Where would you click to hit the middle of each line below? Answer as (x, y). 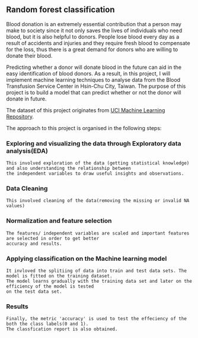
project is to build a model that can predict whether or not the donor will (94, 92)
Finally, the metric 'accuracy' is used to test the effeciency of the (96, 319)
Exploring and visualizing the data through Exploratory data (94, 143)
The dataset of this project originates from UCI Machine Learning (86, 110)
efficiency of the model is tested (50, 286)
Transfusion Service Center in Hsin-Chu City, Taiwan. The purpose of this (96, 86)
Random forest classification (60, 10)
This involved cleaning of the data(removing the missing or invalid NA (98, 201)
